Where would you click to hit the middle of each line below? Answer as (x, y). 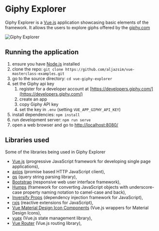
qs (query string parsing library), (44, 177)
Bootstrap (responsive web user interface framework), (66, 182)
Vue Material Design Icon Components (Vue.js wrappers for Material (80, 208)
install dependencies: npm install (46, 115)
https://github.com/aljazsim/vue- (100, 69)
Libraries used (27, 140)
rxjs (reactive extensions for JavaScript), (53, 202)
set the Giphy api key (33, 83)
